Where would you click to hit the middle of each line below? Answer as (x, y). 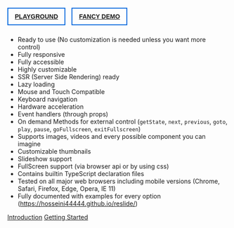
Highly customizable (47, 69)
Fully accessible (41, 62)
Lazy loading (36, 84)
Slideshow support (45, 159)
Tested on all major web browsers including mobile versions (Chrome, (118, 181)
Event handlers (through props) (63, 114)
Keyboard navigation (47, 99)
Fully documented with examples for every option (89, 196)
